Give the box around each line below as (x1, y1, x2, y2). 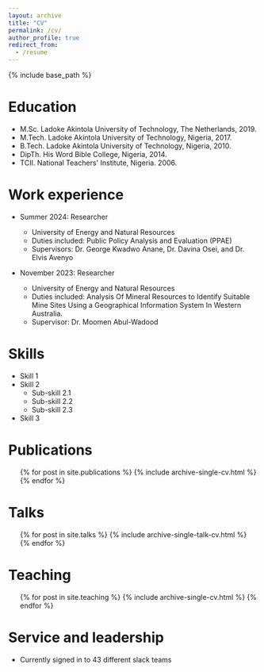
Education (8, 98, 77, 116)
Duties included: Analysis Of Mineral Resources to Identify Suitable (31, 291, 251, 301)
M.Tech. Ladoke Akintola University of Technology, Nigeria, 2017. (19, 132, 232, 142)
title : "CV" (8, 19, 48, 27)
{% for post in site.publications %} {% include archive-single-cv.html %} (19, 467, 257, 477)
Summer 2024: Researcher (19, 212, 109, 221)
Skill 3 (19, 413, 40, 423)
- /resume (15, 48, 48, 56)
